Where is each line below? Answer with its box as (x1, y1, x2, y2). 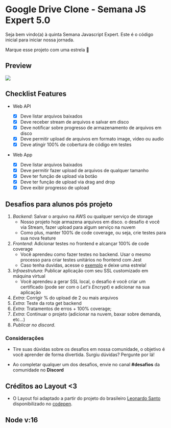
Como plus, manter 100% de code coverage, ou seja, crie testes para (20, 230, 166, 235)
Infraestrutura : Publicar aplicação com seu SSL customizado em (12, 268, 149, 274)
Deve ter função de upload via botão (20, 173, 97, 179)
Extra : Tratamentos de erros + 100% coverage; (12, 305, 112, 312)
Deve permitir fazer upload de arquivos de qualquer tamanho (20, 167, 149, 173)
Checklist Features (5, 89, 67, 98)
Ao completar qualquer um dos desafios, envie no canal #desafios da (12, 362, 160, 368)
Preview (5, 61, 32, 70)
